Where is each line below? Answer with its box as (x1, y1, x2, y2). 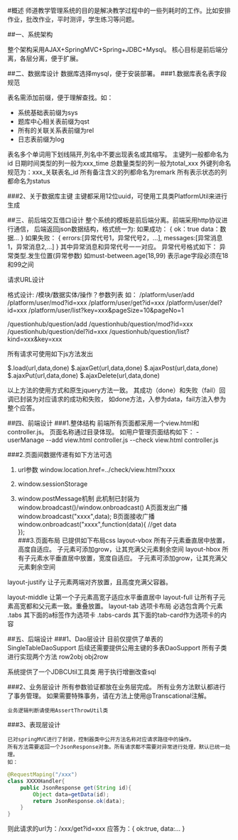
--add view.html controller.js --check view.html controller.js (45, 436, 219, 444)
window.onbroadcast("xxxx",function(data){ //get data (17, 520, 177, 528)
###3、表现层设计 (7, 721, 61, 728)
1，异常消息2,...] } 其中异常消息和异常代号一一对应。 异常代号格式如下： (7, 242, 218, 251)
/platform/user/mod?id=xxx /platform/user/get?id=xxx (7, 298, 165, 307)
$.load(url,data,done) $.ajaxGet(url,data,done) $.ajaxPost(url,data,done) (7, 364, 219, 372)
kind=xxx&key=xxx (7, 335, 63, 343)
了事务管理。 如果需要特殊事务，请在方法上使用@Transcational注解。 (7, 691, 211, 700)
